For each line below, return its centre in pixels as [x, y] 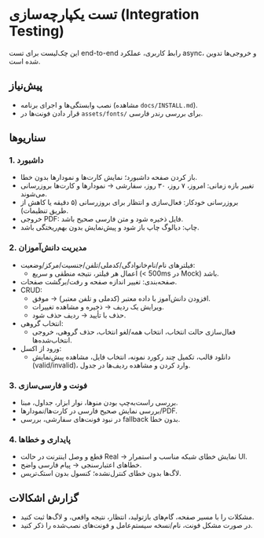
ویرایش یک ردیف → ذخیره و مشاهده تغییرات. [98, 306]
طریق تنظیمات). [44, 210]
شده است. [25, 61]
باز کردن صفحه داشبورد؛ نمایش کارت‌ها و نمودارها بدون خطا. [109, 178]
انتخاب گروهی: [42, 323]
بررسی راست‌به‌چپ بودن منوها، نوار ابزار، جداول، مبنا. [99, 403]
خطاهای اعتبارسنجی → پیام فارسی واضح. [81, 465]
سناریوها [27, 138]
